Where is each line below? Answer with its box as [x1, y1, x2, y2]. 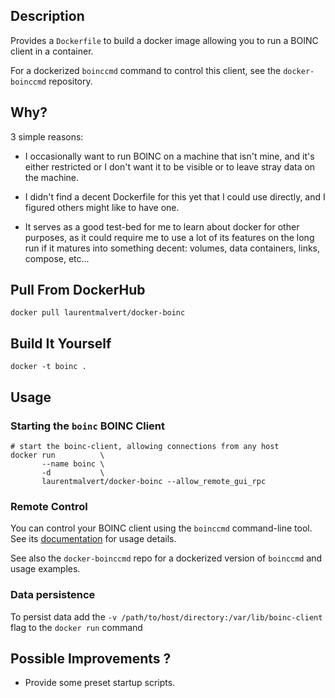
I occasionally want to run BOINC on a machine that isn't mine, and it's [24, 150, 315, 162]
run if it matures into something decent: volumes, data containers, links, [24, 242, 321, 254]
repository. [48, 75, 93, 87]
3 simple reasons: [10, 130, 84, 143]
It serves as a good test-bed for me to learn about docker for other [24, 220, 300, 233]
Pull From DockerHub [10, 282, 146, 299]
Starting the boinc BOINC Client [10, 419, 166, 433]
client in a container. [10, 45, 94, 57]
